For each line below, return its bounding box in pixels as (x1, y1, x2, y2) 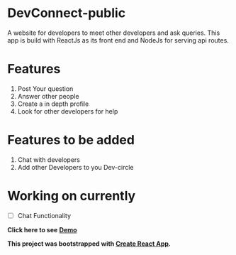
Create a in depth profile (17, 99, 89, 108)
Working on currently (7, 188, 136, 204)
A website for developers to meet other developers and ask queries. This (7, 28, 220, 37)
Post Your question (17, 84, 74, 93)
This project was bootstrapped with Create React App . (7, 239, 172, 248)
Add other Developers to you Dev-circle (17, 163, 134, 171)
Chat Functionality (17, 211, 72, 219)
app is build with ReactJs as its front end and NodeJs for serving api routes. (7, 36, 229, 44)
